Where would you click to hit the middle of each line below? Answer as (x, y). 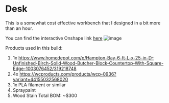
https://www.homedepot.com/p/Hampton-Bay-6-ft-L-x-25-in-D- (86, 58)
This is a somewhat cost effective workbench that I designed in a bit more (83, 23)
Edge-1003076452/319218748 (44, 68)
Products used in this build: (34, 48)
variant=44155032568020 (40, 79)
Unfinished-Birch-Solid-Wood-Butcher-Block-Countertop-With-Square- (88, 63)
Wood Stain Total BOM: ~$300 (45, 95)
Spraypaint (24, 90)
